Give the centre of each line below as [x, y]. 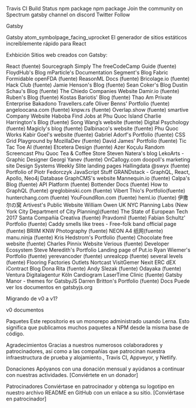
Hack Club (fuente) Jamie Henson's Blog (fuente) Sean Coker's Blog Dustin [97, 85]
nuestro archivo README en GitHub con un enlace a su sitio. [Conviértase [95, 392]
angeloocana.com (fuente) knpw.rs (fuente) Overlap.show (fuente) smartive [97, 110]
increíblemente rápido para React [46, 44]
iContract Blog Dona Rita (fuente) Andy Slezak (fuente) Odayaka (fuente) [94, 268]
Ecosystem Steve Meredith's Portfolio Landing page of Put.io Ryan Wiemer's [98, 250]
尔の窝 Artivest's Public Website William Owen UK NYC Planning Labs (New [97, 205]
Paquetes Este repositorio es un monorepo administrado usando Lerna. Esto [98, 321]
